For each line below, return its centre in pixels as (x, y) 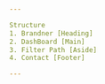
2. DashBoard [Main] (48, 42)
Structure (28, 25)
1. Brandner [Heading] (51, 33)
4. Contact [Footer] (48, 58)
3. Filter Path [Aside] (53, 50)
